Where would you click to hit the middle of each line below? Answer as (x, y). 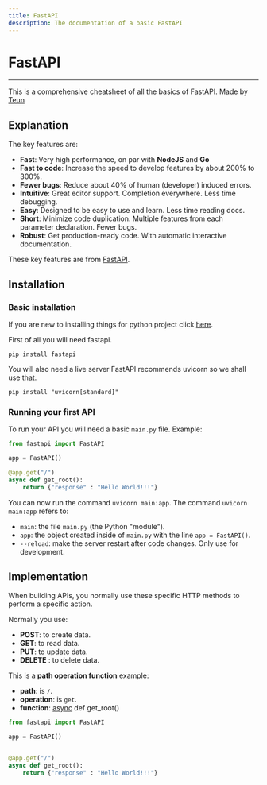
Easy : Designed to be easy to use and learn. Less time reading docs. (132, 211)
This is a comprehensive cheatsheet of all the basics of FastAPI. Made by (128, 91)
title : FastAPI (33, 15)
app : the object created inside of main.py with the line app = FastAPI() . (135, 535)
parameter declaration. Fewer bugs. (78, 227)
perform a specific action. (50, 604)
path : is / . (36, 691)
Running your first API (52, 412)
